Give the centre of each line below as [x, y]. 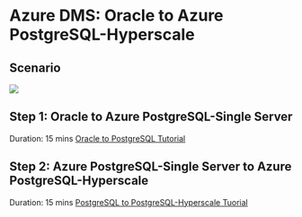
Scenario [35, 68]
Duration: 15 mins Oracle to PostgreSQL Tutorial [98, 138]
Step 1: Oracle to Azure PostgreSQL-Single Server [151, 117]
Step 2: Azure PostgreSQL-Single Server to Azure [151, 167]
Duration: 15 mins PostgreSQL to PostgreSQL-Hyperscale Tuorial [129, 202]
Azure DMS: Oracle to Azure [116, 16]
